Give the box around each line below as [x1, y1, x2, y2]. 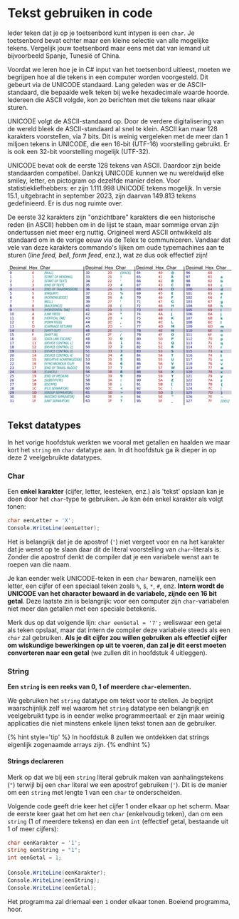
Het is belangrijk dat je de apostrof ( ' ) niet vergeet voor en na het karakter [7, 537, 225, 547]
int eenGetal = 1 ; [7, 854, 62, 861]
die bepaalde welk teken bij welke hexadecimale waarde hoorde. [40, 88, 230, 96]
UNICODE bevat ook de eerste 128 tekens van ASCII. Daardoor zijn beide [7, 161, 221, 169]
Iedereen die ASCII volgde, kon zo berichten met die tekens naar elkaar [7, 95, 216, 104]
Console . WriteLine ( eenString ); [7, 876, 100, 884]
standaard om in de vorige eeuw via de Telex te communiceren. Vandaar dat [7, 235, 231, 244]
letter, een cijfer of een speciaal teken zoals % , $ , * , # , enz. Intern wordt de [7, 582, 225, 590]
